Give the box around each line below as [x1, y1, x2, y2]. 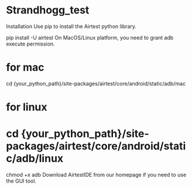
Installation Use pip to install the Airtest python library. [6, 23, 136, 30]
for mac [6, 61, 45, 74]
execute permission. [6, 40, 55, 47]
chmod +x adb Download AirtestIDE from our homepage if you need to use [6, 171, 187, 178]
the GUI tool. [6, 177, 37, 184]
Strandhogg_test [6, 3, 90, 17]
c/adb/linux [6, 152, 64, 165]
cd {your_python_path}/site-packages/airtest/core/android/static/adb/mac [6, 80, 186, 87]
